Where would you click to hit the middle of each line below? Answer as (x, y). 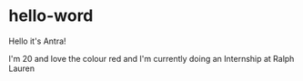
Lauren (22, 68)
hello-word (51, 16)
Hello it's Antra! (37, 41)
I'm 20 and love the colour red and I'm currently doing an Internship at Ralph (151, 58)
